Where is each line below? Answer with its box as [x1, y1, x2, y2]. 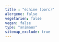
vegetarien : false [5, 16, 42, 21]
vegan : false [5, 20, 31, 26]
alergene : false [5, 12, 37, 16]
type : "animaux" [5, 25, 37, 30]
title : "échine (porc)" [5, 7, 55, 12]
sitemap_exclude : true [5, 29, 50, 34]
